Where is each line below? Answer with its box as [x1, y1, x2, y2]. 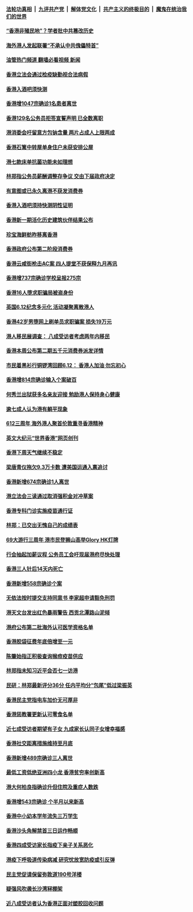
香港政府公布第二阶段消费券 [6, 246, 73, 253]
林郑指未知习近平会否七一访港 [6, 667, 78, 674]
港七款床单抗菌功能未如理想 [6, 158, 73, 165]
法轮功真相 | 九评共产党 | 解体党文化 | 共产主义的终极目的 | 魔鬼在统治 [6, 5, 182, 12]
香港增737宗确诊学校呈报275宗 [6, 274, 81, 281]
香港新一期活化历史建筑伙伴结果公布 [6, 216, 94, 223]
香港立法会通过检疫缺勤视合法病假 [6, 71, 88, 78]
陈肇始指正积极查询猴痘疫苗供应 [6, 652, 83, 659]
